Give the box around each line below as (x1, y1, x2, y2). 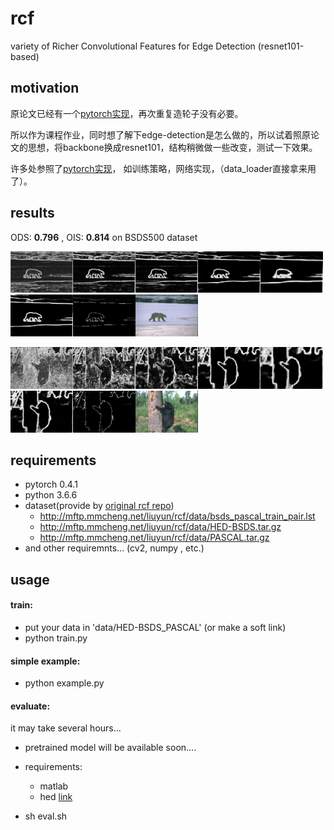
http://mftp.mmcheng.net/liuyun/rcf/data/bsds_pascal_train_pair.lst (39, 510, 316, 522)
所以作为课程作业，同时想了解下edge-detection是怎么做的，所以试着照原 (10, 128, 311, 141)
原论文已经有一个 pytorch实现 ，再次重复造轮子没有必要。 (10, 107, 244, 119)
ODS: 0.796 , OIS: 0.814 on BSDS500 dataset (10, 231, 198, 243)
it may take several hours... (10, 722, 122, 734)
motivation (10, 80, 80, 97)
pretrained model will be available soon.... (24, 742, 197, 754)
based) (10, 50, 40, 62)
